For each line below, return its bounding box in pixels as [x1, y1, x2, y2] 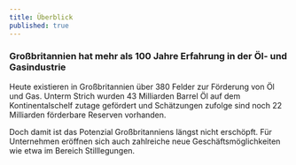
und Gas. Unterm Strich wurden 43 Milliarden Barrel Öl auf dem [9, 90, 241, 101]
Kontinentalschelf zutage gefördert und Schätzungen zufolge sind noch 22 [9, 100, 283, 110]
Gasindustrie [9, 61, 66, 73]
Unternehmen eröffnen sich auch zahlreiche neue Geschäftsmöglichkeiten [9, 136, 281, 146]
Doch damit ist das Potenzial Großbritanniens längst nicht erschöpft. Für [9, 126, 273, 137]
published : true [9, 21, 69, 30]
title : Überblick [9, 12, 74, 22]
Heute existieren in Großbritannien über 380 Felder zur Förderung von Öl [9, 81, 275, 92]
